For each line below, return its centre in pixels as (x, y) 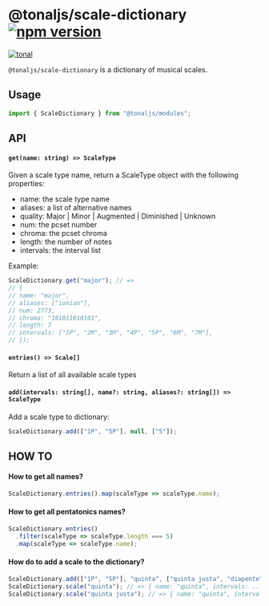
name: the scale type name (65, 199)
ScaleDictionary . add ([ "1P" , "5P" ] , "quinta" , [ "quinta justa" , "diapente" (136, 579)
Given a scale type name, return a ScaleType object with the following (123, 175)
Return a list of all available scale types (72, 375)
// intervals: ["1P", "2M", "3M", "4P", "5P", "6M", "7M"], (111, 333)
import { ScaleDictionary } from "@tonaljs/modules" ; (100, 113)
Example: (24, 266)
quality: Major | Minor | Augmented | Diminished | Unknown (118, 216)
